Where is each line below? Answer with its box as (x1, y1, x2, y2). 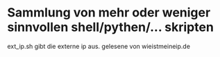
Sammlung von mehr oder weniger (7, 5, 211, 21)
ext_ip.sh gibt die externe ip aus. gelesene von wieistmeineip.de (7, 42, 191, 50)
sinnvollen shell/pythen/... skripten (7, 19, 214, 35)
